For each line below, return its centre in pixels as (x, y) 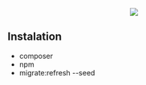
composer (36, 56)
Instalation (34, 37)
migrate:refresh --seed (57, 72)
